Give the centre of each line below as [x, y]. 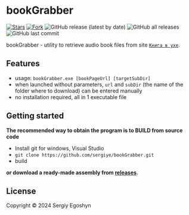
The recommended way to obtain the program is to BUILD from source [94, 130]
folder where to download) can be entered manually [78, 91]
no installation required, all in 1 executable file [71, 97]
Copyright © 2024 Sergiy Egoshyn [49, 205]
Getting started [35, 116]
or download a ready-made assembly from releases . [72, 172]
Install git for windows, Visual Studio [59, 148]
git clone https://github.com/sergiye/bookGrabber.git [84, 155]
